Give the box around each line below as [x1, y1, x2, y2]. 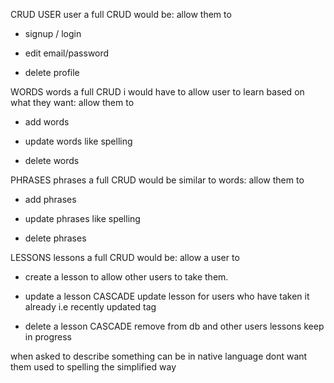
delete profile [24, 67, 80, 78]
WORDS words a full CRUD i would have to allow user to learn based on [10, 86, 305, 98]
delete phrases [24, 232, 87, 244]
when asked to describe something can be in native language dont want [10, 350, 308, 362]
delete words [24, 155, 80, 166]
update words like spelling [24, 135, 133, 147]
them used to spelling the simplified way [10, 361, 177, 373]
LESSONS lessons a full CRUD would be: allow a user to [10, 252, 240, 263]
